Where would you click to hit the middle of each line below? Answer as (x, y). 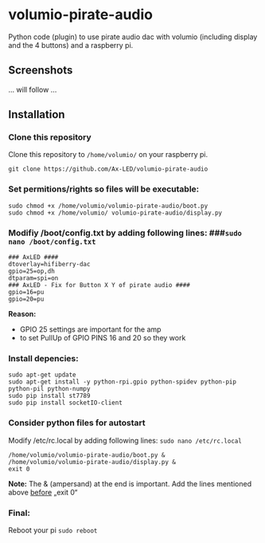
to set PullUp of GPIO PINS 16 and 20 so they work (103, 338)
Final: (19, 513)
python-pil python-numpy (49, 389)
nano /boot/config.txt (52, 242)
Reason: (22, 314)
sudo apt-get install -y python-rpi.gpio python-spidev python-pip (123, 382)
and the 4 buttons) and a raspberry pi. (71, 45)
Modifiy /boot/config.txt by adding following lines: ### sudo (125, 233)
